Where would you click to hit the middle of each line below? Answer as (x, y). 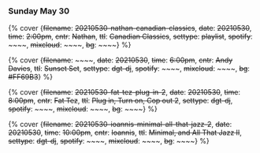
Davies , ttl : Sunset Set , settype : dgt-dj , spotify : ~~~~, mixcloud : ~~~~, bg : (129, 69)
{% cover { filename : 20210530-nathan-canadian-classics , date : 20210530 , (130, 28)
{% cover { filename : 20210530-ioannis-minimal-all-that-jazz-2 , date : (120, 125)
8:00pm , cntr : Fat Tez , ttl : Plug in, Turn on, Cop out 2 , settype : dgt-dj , (121, 101)
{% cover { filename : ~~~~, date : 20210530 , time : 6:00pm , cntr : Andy (121, 60)
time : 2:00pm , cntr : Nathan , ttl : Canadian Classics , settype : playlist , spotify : (131, 36)
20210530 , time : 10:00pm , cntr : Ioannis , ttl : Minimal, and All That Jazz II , (125, 132)
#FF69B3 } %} (31, 77)
